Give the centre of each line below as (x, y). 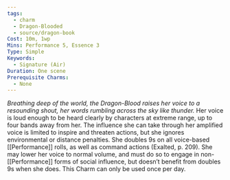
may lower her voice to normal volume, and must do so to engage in (103, 155)
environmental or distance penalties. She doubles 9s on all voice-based (108, 140)
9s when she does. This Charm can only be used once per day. (96, 169)
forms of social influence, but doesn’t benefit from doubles (137, 161)
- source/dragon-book (44, 33)
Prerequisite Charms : (38, 77)
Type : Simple (26, 52)
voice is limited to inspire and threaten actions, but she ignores (96, 133)
